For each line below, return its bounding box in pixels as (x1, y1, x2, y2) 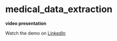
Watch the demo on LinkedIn (5, 30, 66, 36)
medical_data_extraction (5, 4, 112, 15)
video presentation (5, 20, 47, 26)
